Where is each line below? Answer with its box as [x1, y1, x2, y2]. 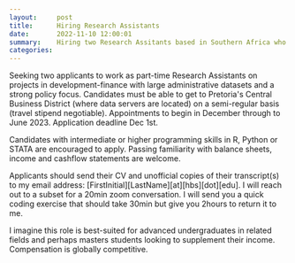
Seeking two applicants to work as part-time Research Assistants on [9, 70, 258, 81]
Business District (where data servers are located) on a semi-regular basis [9, 98, 280, 109]
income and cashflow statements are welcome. [9, 153, 181, 164]
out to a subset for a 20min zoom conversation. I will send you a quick [9, 190, 264, 200]
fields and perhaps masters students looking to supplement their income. [9, 235, 276, 245]
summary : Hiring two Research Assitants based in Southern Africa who [9, 37, 287, 47]
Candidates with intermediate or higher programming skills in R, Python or [9, 135, 278, 145]
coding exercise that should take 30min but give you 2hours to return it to [9, 198, 276, 209]
